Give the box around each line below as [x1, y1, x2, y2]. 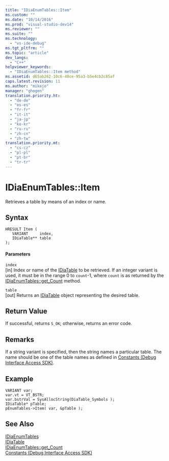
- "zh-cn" [10, 131, 31, 136]
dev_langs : [5, 55, 29, 60]
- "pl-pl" [10, 150, 31, 155]
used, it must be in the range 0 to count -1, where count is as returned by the [5, 272, 164, 279]
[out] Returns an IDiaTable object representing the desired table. [5, 292, 140, 298]
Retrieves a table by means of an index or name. [5, 198, 107, 204]
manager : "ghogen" [5, 88, 44, 94]
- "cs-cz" [10, 145, 31, 151]
